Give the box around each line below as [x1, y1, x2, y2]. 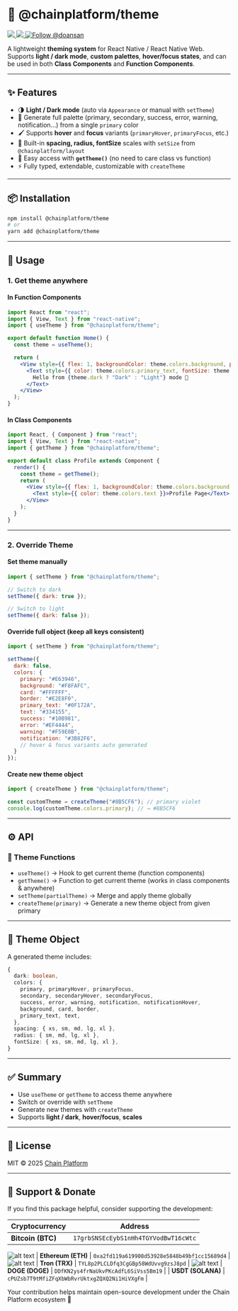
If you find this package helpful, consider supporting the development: [7, 1205, 213, 1213]
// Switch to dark [7, 586, 62, 593]
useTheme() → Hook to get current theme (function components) [17, 868, 205, 877]
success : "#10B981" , [20, 715, 81, 722]
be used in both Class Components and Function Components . [7, 60, 195, 68]
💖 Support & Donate [7, 1186, 96, 1198]
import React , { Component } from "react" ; [7, 432, 138, 439]
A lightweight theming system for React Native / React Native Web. [7, 44, 205, 52]
